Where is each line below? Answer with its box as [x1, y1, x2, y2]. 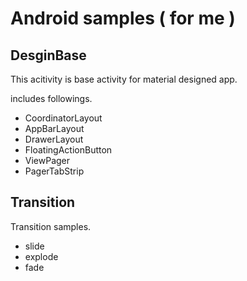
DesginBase [10, 47, 87, 64]
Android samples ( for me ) [10, 7, 236, 30]
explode [24, 250, 59, 262]
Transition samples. [10, 220, 92, 232]
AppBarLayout [24, 123, 85, 134]
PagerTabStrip [24, 165, 85, 177]
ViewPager [24, 155, 71, 166]
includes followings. [10, 93, 93, 104]
